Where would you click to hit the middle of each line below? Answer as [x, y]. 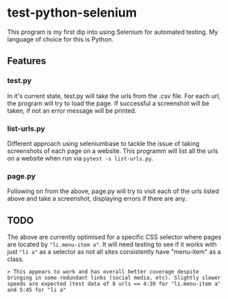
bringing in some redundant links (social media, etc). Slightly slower [114, 278]
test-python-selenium [72, 13]
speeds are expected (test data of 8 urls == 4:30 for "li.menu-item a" [114, 284]
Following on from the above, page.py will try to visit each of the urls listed [113, 191]
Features [27, 61]
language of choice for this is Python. [60, 39]
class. [16, 259]
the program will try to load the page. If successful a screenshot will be [108, 103]
